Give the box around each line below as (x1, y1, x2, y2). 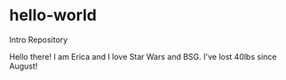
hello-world (9, 5, 98, 25)
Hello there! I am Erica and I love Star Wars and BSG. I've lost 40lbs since (9, 51, 277, 62)
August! (9, 61, 38, 71)
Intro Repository (9, 34, 68, 45)
